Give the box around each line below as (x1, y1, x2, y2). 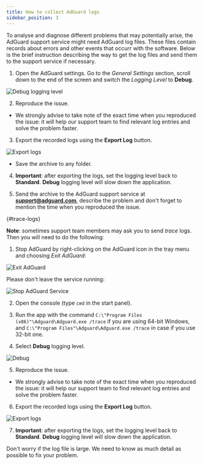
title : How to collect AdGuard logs (6, 9, 100, 15)
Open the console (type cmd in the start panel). (15, 299, 133, 307)
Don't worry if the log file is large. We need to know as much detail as (6, 445, 182, 452)
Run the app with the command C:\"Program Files (15, 311, 142, 318)
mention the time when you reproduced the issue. (15, 203, 141, 210)
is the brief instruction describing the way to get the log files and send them (6, 51, 197, 58)
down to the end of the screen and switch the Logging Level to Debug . (15, 76, 194, 83)
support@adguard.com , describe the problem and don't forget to (15, 196, 182, 204)
